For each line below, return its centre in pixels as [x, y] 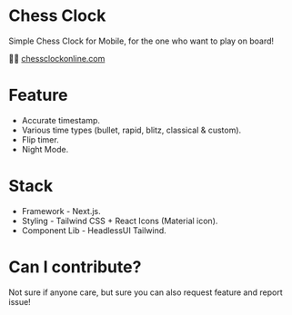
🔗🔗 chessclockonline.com [57, 58]
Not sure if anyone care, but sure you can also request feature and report [146, 292]
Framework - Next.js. [61, 211]
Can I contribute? [75, 267]
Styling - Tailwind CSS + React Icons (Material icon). [120, 221]
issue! [20, 301]
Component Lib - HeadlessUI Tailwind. [94, 230]
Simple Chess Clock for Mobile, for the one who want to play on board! [141, 41]
